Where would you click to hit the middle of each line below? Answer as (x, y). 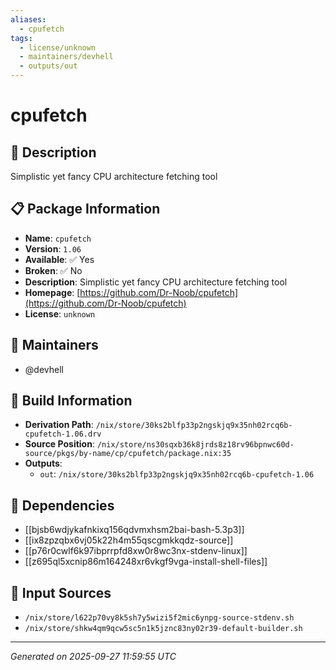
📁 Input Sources (61, 592)
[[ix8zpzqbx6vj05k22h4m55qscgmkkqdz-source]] (129, 540)
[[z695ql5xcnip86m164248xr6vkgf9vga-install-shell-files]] (146, 562)
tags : (21, 38)
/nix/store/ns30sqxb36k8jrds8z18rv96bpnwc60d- (195, 445)
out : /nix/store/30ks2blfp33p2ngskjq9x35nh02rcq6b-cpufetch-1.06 (177, 474)
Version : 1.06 (53, 248)
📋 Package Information (85, 209)
